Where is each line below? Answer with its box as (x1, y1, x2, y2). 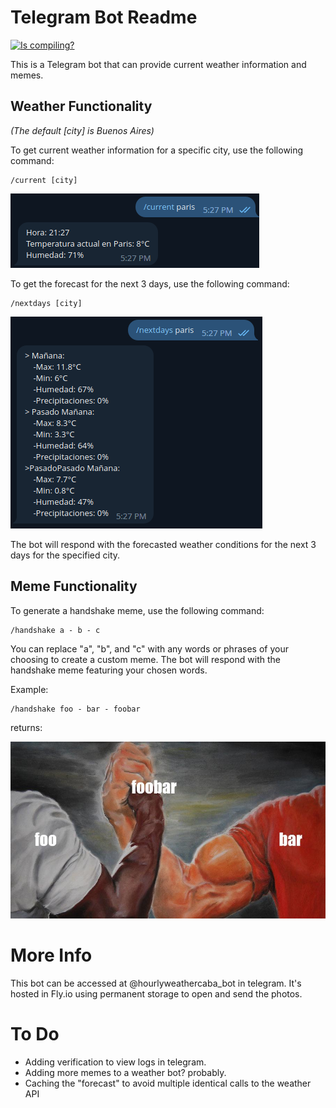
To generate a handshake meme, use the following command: (10, 604, 265, 616)
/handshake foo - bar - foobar (10, 704, 141, 714)
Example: (10, 683, 49, 695)
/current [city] (10, 175, 78, 185)
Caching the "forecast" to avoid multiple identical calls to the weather (24, 1077, 312, 1089)
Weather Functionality (10, 98, 153, 115)
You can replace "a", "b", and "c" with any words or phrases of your (10, 642, 289, 655)
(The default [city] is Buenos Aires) (10, 124, 155, 136)
